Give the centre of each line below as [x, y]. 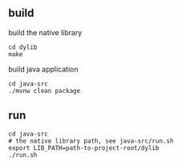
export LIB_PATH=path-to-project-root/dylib [84, 148]
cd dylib [23, 47]
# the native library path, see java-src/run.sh [91, 141]
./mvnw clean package [44, 91]
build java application [43, 69]
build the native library [45, 32]
